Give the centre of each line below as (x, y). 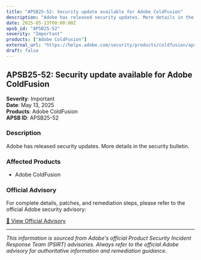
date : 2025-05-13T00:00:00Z (41, 23)
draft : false (22, 51)
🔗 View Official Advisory (36, 221)
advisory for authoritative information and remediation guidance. (87, 251)
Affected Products (33, 161)
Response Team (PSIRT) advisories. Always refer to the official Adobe (93, 244)
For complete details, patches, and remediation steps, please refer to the (96, 203)
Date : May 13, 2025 (30, 105)
